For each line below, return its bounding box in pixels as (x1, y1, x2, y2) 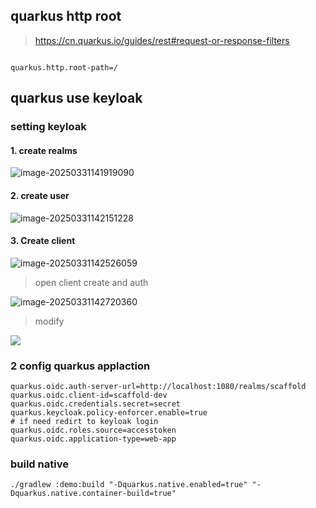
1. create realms (10, 144, 78, 156)
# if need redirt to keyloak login (10, 417, 159, 427)
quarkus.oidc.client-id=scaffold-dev (10, 390, 168, 401)
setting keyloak (10, 120, 87, 134)
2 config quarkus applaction (10, 359, 151, 373)
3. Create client (10, 235, 76, 247)
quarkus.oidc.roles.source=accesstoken (10, 425, 177, 436)
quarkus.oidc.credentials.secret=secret (10, 399, 182, 409)
